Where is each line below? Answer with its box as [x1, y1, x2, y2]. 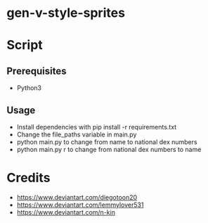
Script [6, 37, 43, 53]
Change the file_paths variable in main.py [16, 130, 137, 139]
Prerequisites [6, 65, 67, 77]
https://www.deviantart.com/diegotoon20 [16, 193, 138, 201]
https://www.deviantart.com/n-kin [16, 208, 115, 216]
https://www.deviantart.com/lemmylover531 [16, 200, 144, 209]
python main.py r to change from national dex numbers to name [16, 146, 202, 153]
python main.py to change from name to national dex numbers [16, 138, 197, 146]
